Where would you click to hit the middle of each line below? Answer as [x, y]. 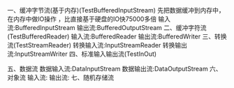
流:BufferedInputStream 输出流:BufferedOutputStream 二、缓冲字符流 [107, 28]
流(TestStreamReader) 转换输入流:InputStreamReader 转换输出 [97, 45]
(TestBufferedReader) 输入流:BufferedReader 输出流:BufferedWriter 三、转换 [117, 36]
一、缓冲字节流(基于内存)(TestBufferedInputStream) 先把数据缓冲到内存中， [116, 10]
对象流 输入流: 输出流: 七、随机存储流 [60, 78]
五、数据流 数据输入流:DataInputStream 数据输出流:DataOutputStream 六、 [115, 69]
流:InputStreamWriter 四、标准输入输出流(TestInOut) [82, 54]
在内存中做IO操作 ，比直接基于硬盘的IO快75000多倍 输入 [89, 19]
